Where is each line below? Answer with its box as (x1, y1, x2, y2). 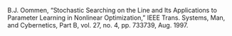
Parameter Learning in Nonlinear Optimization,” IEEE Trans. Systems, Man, (7, 13, 226, 22)
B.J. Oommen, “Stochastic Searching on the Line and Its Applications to (7, 6, 217, 14)
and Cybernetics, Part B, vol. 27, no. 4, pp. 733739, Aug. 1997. (7, 21, 189, 29)
